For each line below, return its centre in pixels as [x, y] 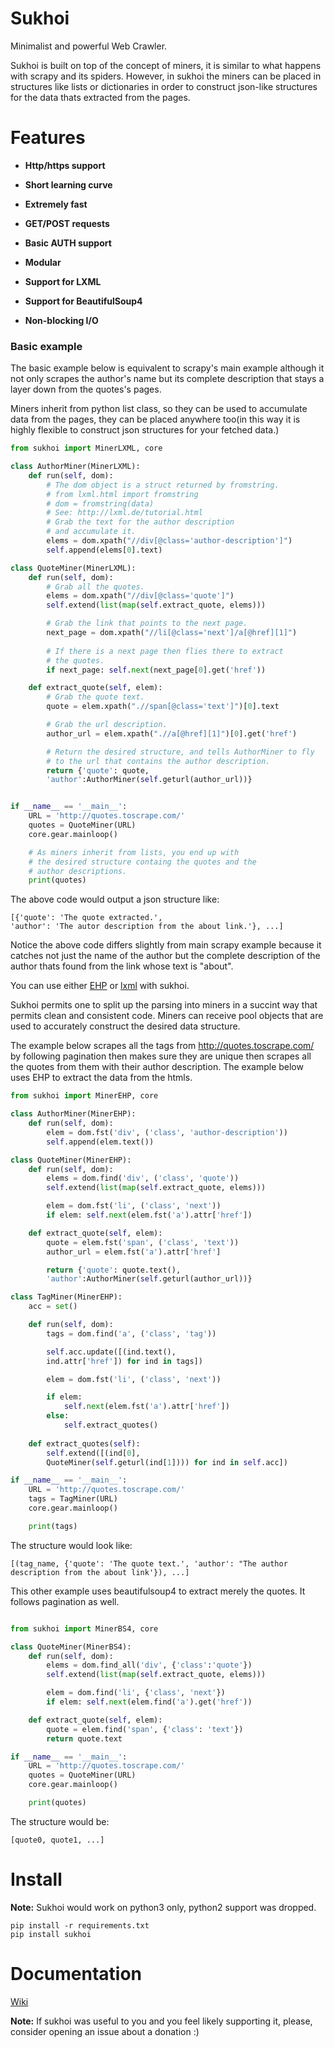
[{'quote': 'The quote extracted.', [86, 918]
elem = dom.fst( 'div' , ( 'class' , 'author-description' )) [167, 1132]
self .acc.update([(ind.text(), [111, 1352]
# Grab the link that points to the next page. [147, 623]
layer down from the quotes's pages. [86, 389]
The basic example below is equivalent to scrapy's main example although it [167, 368]
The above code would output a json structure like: [115, 899]
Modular [43, 262]
